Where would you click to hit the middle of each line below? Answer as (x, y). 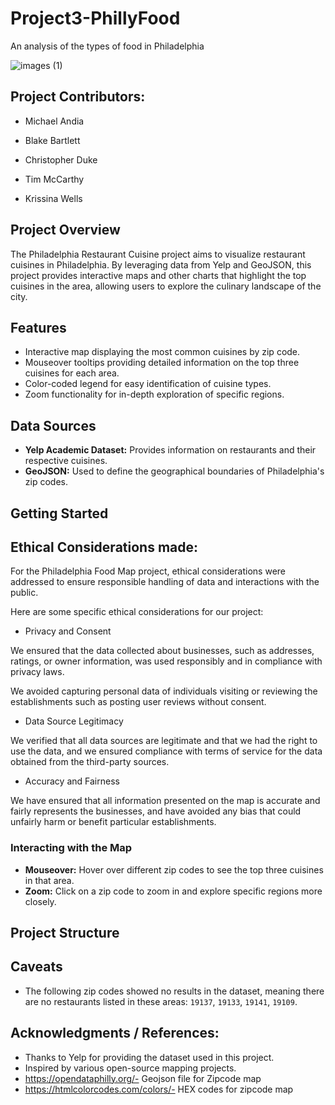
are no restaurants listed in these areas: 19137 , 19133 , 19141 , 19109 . (161, 1001)
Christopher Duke (61, 159)
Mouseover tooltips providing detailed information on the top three (162, 363)
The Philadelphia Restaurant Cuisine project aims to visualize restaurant (158, 254)
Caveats (36, 967)
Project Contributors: (78, 97)
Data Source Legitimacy (74, 721)
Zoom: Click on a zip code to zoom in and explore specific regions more (173, 891)
